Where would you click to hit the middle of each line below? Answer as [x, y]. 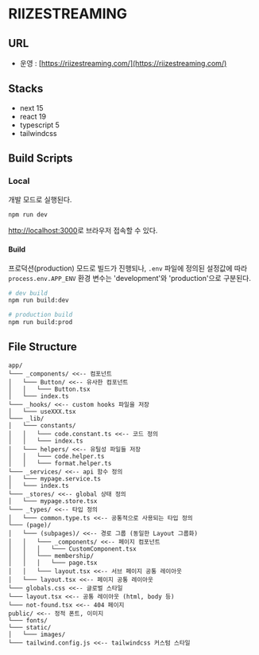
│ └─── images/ [37, 634]
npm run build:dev [39, 300]
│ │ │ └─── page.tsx [53, 563]
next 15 [31, 107]
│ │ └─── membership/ [51, 556]
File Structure [43, 347]
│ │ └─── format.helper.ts [60, 463]
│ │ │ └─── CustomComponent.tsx [72, 549]
